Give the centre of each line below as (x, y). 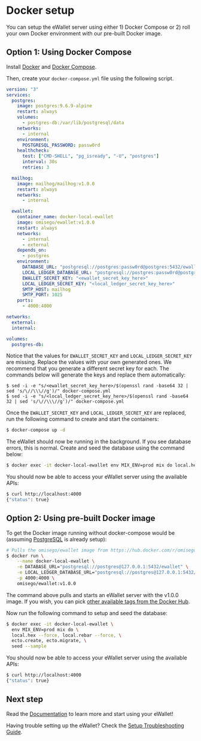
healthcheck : (33, 150)
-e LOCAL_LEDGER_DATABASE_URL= (56, 573)
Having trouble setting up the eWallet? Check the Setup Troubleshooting (95, 725)
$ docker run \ (25, 556)
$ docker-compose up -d (36, 430)
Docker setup (40, 10)
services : (19, 95)
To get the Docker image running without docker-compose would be (91, 533)
